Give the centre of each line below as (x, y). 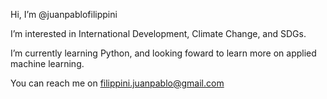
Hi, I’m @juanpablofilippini (64, 14)
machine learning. (47, 63)
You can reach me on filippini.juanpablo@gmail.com (117, 83)
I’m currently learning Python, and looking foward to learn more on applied (163, 53)
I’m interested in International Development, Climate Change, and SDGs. (158, 33)
